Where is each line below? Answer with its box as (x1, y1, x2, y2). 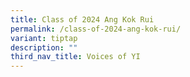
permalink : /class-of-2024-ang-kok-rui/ (10, 24, 182, 34)
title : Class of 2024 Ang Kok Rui (10, 14, 155, 25)
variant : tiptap (10, 33, 78, 43)
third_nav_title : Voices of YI (10, 52, 141, 62)
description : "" (10, 42, 78, 53)
